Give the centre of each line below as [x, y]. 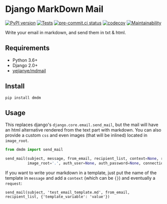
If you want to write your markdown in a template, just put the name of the [81, 173]
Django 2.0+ [25, 65]
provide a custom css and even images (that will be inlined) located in [76, 136]
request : [14, 183]
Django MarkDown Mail [54, 9]
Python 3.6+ [25, 60]
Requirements [27, 48]
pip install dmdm [23, 98]
